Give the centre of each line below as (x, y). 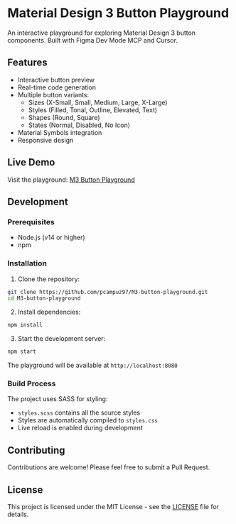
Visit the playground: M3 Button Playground (71, 180)
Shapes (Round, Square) (64, 117)
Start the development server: (61, 339)
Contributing (36, 450)
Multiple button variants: (53, 94)
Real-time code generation (57, 87)
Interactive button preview (56, 80)
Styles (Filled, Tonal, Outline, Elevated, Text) (93, 110)
